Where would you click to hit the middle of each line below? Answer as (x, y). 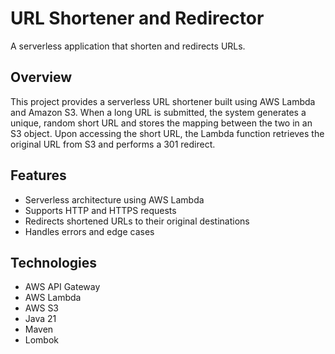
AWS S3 (42, 308)
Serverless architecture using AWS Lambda (114, 199)
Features (38, 175)
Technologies (54, 262)
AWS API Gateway (62, 287)
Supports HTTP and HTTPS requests (100, 210)
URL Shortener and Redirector (137, 18)
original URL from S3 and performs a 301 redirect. (113, 144)
